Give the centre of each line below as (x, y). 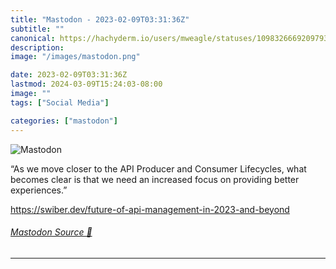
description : (37, 47)
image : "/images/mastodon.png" (75, 57)
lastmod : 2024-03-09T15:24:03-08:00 (86, 84)
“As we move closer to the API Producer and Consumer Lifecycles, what (158, 168)
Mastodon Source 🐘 (51, 232)
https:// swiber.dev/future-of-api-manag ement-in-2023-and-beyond (150, 209)
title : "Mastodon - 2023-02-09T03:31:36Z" (100, 19)
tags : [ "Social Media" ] (60, 102)
